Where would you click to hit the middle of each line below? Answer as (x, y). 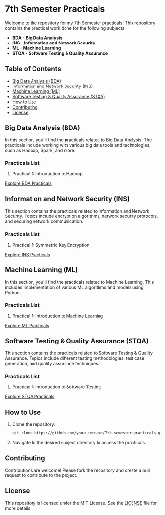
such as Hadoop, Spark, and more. (40, 150)
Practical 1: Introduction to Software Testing (56, 387)
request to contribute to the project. (41, 475)
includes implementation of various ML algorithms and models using (74, 287)
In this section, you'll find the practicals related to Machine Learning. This (80, 282)
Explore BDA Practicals (28, 183)
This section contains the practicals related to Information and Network (77, 211)
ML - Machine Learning (36, 48)
